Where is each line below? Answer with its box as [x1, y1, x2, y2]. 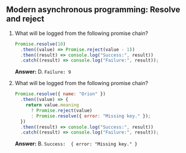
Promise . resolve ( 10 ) [14, 41, 66, 47]
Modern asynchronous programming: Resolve [6, 5, 181, 15]
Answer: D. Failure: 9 [14, 68, 71, 76]
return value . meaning [26, 102, 79, 108]
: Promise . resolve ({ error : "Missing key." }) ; [30, 113, 152, 119]
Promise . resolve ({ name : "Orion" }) [14, 91, 106, 97]
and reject [6, 14, 45, 24]
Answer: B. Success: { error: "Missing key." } [14, 140, 138, 147]
